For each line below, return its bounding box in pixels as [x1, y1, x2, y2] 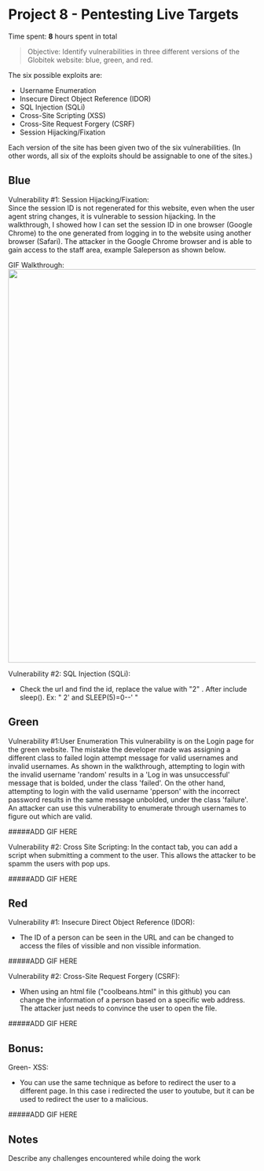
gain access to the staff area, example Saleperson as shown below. [8, 245, 226, 254]
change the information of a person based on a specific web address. [19, 996, 246, 1005]
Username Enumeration [19, 85, 97, 95]
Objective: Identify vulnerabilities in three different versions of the [27, 46, 240, 56]
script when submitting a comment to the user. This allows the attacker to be [8, 850, 256, 859]
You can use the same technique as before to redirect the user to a [19, 1078, 236, 1088]
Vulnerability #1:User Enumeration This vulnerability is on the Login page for [8, 736, 255, 745]
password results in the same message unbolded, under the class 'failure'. [8, 795, 249, 804]
